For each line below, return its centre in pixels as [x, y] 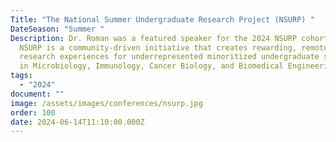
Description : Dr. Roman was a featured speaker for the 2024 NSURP [154, 38]
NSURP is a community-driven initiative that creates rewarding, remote [174, 47]
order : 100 [33, 112]
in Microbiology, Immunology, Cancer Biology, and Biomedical [151, 66]
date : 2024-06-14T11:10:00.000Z [77, 122]
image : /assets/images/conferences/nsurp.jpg [106, 103]
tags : [21, 76]
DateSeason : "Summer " [57, 29]
